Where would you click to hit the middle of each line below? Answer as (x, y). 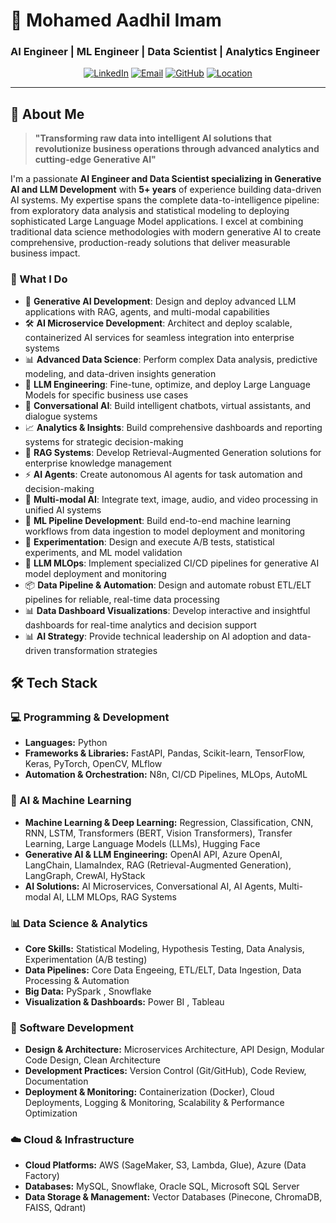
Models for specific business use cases (106, 395)
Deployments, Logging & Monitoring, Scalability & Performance (154, 1103)
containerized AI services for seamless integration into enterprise (159, 337)
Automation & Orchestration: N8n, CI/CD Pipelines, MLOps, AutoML (166, 775)
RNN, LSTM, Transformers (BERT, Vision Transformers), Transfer (158, 833)
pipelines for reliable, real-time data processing (122, 599)
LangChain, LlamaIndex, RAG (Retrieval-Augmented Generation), (158, 865)
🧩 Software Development (72, 1027)
